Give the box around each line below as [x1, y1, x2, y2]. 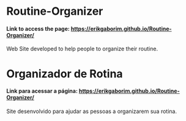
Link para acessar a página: [6, 87, 78, 95]
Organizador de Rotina [6, 66, 124, 80]
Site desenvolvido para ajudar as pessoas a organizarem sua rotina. [6, 107, 177, 115]
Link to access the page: [6, 25, 70, 32]
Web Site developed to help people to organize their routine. [6, 45, 158, 53]
